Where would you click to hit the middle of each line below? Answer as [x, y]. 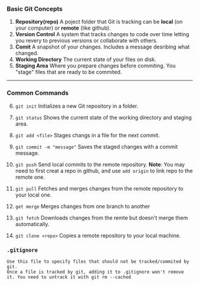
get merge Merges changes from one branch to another [82, 206]
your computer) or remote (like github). [63, 28]
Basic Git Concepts [35, 9]
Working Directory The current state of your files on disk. [86, 60]
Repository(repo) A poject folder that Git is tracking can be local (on [99, 22]
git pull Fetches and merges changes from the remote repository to [99, 188]
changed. [27, 53]
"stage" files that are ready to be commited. [68, 72]
